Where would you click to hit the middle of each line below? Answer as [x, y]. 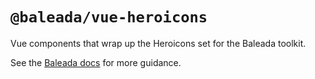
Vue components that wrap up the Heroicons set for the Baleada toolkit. [158, 43]
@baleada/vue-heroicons [109, 17]
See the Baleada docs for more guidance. [96, 62]
